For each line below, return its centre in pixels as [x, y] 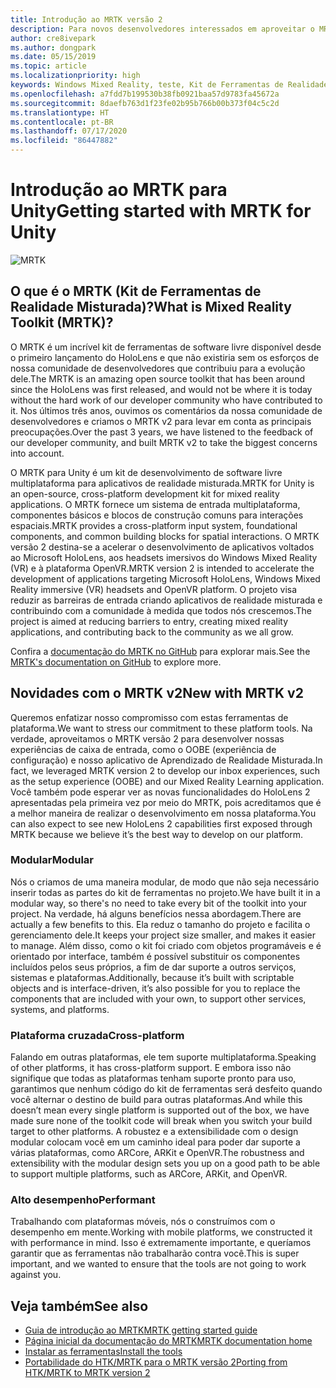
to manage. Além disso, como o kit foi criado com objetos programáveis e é [166, 945]
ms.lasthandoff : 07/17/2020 [69, 131]
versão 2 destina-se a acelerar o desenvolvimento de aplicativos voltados [162, 547]
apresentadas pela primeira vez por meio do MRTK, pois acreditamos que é [166, 802]
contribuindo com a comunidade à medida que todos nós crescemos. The [161, 610]
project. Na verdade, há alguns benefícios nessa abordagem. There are [156, 913]
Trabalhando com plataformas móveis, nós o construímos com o [143, 1222]
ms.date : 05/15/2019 [53, 57]
